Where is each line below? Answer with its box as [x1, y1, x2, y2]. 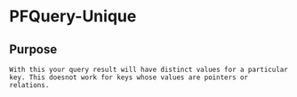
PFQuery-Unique [9, 6, 137, 27]
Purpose [9, 42, 58, 57]
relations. [9, 81, 50, 90]
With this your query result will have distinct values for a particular [9, 65, 289, 74]
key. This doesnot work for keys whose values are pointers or [9, 73, 249, 82]
